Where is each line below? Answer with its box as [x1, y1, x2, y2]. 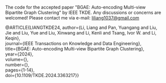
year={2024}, [5, 51, 34, 57]
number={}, [5, 62, 30, 67]
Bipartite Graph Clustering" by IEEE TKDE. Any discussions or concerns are [5, 9, 161, 15]
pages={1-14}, [5, 67, 35, 73]
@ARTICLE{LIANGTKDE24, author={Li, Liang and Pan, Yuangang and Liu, [5, 24, 157, 30]
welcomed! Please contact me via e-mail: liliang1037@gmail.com [5, 15, 139, 20]
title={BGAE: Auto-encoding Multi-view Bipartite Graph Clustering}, [5, 46, 144, 51]
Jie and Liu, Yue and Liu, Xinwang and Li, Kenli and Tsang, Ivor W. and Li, [5, 30, 157, 35]
